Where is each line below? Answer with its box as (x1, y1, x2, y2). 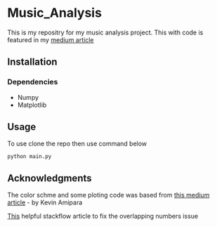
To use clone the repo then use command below (7, 139, 147, 148)
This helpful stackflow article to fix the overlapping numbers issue (7, 212, 199, 221)
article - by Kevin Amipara (7, 198, 83, 207)
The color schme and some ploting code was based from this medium (7, 191, 210, 200)
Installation (7, 56, 58, 68)
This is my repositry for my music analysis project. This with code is (7, 28, 204, 37)
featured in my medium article (7, 35, 94, 44)
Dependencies (7, 77, 58, 87)
